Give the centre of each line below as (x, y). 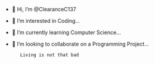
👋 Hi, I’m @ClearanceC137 (44, 9)
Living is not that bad (49, 55)
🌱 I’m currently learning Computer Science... (66, 32)
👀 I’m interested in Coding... (46, 21)
